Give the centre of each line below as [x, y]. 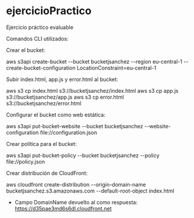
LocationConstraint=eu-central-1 [117, 68]
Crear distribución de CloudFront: [47, 173]
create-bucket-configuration [41, 68]
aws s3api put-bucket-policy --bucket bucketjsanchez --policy [83, 155]
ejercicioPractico [49, 11]
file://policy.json [26, 161]
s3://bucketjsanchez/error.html [44, 103]
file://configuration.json [69, 132]
